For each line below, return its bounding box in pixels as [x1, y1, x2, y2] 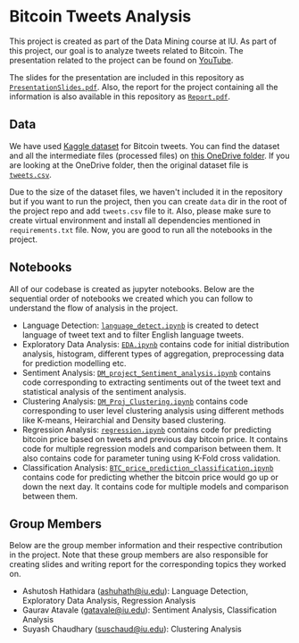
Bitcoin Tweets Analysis [9, 6, 192, 27]
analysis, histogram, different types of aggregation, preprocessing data [21, 348, 285, 359]
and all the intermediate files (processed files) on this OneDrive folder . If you [9, 150, 290, 161]
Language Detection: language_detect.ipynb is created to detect [21, 320, 259, 330]
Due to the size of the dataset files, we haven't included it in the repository [9, 186, 283, 197]
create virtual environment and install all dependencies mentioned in [9, 214, 261, 225]
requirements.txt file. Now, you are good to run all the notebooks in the [9, 224, 273, 235]
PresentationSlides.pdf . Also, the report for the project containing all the [9, 81, 278, 92]
